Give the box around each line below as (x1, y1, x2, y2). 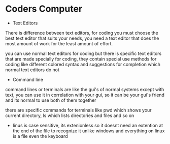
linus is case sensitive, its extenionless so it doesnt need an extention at (12, 122, 163, 128)
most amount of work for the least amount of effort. (5, 40, 113, 46)
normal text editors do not (5, 67, 60, 73)
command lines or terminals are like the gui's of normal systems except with (5, 86, 164, 92)
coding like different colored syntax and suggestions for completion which (5, 61, 161, 67)
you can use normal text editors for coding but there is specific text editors (5, 50, 162, 56)
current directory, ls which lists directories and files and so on (5, 112, 134, 119)
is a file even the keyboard (12, 133, 68, 139)
